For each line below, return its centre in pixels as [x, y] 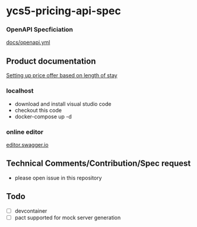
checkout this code [38, 110]
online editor [25, 132]
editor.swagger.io [27, 144]
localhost [20, 91]
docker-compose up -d [43, 116]
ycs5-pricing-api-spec [64, 11]
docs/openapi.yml [28, 42]
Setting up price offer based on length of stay [62, 75]
